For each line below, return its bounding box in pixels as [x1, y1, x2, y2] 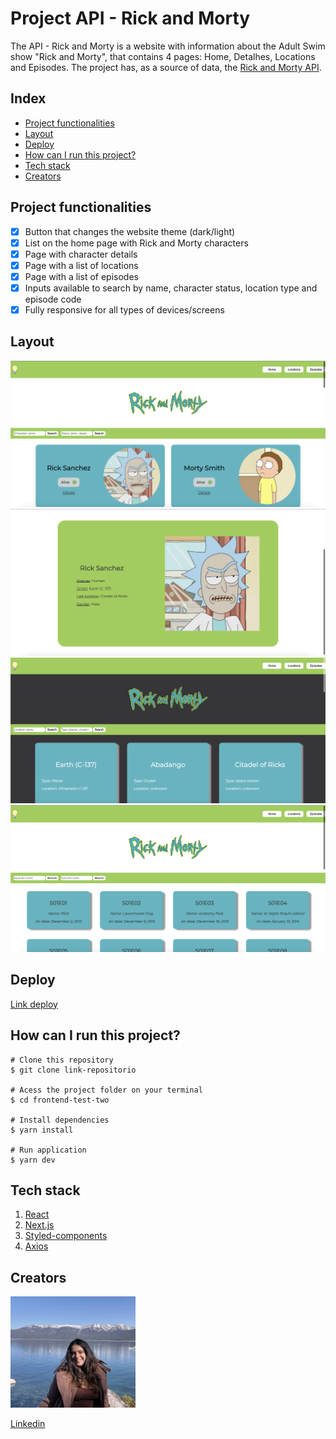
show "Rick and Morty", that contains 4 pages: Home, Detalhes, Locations [10, 50, 316, 62]
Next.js [24, 1219, 55, 1231]
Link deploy [10, 998, 58, 1010]
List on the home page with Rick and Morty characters [24, 237, 249, 249]
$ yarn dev [10, 1155, 56, 1165]
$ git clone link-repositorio [10, 1065, 137, 1075]
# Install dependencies [10, 1115, 110, 1125]
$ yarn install [10, 1125, 74, 1135]
